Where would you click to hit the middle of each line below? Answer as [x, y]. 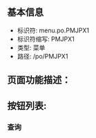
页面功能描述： [39, 80]
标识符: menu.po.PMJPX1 [53, 30]
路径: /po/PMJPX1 [42, 56]
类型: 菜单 [31, 48]
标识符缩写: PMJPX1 [46, 39]
